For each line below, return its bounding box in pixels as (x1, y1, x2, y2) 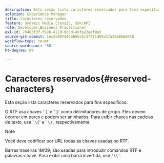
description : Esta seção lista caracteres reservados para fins (5, 7, 139, 12)
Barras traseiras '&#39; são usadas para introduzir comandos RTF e (5, 147, 142, 153)
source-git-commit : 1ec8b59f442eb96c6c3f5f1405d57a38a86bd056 (5, 35, 134, 39)
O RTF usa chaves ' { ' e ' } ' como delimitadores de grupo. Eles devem (5, 109, 146, 115)
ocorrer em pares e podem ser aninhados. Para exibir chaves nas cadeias (5, 114, 153, 120)
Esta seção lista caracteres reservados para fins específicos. (5, 99, 128, 105)
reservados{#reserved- (53, 73, 151, 84)
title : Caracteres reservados (5, 16, 67, 21)
